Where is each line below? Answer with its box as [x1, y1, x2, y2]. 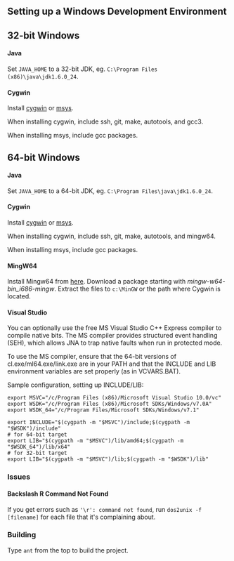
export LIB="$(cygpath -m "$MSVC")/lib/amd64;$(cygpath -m [7, 437, 184, 444]
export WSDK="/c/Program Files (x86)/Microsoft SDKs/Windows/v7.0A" [7, 400, 212, 408]
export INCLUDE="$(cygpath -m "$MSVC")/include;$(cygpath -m [7, 419, 190, 426]
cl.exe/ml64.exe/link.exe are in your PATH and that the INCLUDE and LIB [7, 359, 216, 368]
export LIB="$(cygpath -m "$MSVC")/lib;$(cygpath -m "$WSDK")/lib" [7, 456, 209, 463]
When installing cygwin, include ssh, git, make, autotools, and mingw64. [7, 232, 216, 240]
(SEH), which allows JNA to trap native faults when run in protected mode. [7, 338, 223, 347]
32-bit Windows [7, 29, 80, 41]
